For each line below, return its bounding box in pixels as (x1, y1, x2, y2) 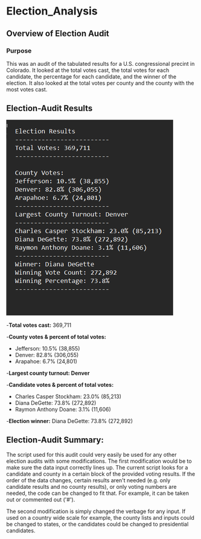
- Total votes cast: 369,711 (6, 321, 71, 329)
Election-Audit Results (6, 103, 93, 114)
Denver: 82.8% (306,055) (14, 351, 79, 358)
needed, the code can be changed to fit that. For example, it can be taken (6, 489, 189, 497)
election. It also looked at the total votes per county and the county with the (6, 79, 194, 86)
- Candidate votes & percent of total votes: (6, 381, 114, 388)
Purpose (6, 47, 32, 55)
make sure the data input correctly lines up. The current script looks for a (6, 463, 188, 471)
